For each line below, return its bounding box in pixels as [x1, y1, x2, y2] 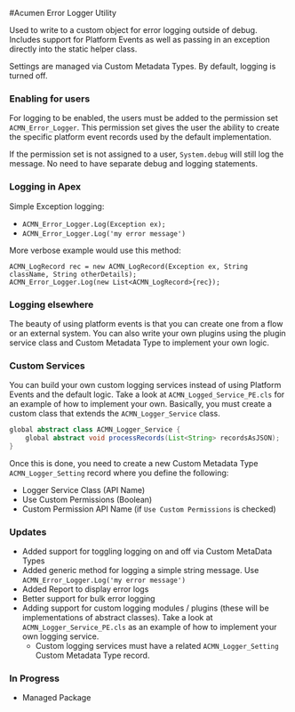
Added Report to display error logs [21, 584, 149, 595]
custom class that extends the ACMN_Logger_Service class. [9, 409, 220, 419]
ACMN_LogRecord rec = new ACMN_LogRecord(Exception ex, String [9, 262, 249, 271]
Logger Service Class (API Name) [21, 484, 146, 495]
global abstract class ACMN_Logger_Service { [9, 425, 180, 434]
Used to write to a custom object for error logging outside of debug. [9, 25, 258, 35]
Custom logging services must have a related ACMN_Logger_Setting [35, 641, 279, 651]
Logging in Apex [9, 181, 82, 193]
